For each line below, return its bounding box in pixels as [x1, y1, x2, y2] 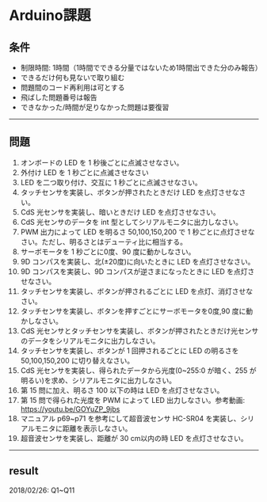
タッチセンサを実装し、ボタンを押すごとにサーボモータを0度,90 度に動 [20, 306, 254, 316]
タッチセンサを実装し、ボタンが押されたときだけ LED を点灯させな [20, 187, 240, 197]
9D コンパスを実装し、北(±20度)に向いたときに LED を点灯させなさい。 [20, 257, 255, 266]
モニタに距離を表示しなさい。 [34, 424, 132, 433]
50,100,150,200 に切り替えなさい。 [20, 356, 134, 365]
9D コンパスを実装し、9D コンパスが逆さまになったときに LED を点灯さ [20, 266, 255, 276]
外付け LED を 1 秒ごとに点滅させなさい [20, 167, 149, 177]
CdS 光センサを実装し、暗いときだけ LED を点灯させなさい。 [20, 207, 220, 217]
